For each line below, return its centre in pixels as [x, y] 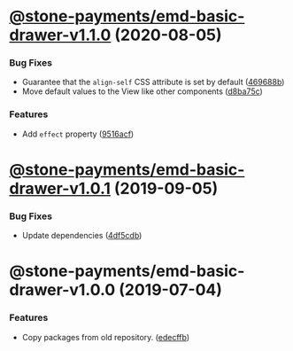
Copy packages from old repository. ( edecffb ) [106, 337]
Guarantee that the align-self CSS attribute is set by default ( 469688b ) [153, 82]
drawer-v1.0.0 [62, 290]
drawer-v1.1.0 [60, 35]
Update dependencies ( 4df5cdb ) [82, 236]
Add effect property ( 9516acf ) [78, 134]
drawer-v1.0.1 [60, 188]
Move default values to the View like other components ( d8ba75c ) [142, 91]
